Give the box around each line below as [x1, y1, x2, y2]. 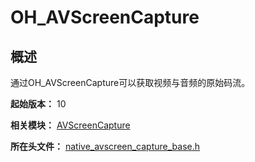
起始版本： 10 [10, 98, 67, 110]
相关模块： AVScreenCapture [10, 119, 131, 131]
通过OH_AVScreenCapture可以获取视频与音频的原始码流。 [10, 77, 251, 88]
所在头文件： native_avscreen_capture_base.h [10, 141, 201, 152]
